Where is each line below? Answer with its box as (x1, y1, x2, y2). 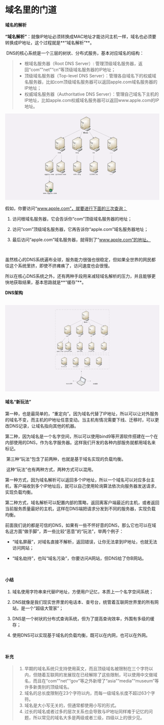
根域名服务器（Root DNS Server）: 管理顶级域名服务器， (24, 61, 139, 67)
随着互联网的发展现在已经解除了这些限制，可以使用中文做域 (37, 672, 158, 678)
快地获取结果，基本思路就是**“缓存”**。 (5, 279, 87, 285)
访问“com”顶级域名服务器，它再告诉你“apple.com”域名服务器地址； (12, 226, 148, 232)
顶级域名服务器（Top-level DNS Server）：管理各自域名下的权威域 (24, 73, 157, 79)
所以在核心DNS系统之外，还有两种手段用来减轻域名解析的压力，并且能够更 (5, 273, 156, 279)
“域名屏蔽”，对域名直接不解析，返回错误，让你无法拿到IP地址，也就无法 (12, 539, 158, 545)
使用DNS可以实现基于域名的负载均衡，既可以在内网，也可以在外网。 (12, 632, 150, 638)
